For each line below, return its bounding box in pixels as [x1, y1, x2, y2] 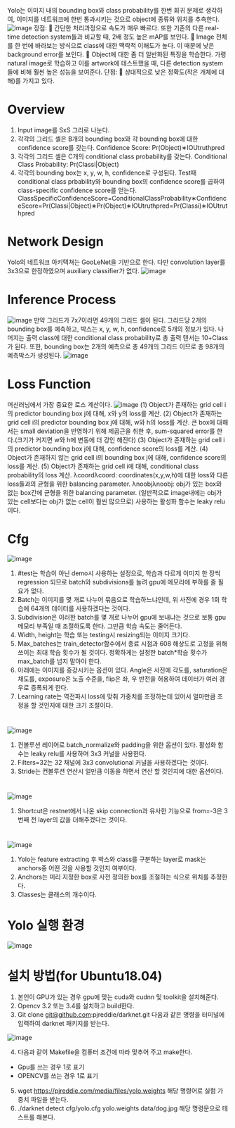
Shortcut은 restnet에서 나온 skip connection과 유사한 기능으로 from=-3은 [17, 807, 223, 815]
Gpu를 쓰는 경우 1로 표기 [17, 1063, 85, 1072]
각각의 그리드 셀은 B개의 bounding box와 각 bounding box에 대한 [17, 134, 199, 143]
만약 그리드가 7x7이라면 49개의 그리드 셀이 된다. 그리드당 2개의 [34, 315, 207, 324]
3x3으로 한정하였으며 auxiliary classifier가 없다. [7, 266, 140, 275]
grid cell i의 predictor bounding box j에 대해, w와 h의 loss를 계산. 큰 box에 [7, 418, 215, 426]
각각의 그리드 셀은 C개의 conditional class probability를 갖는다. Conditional [17, 152, 228, 161]
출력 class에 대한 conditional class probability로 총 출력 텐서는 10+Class [25, 333, 229, 341]
